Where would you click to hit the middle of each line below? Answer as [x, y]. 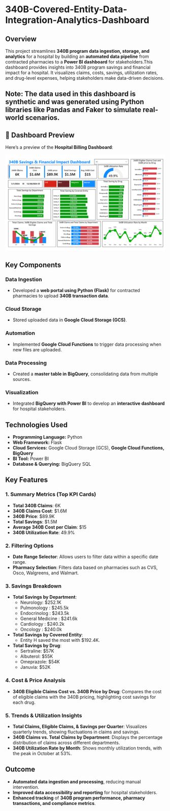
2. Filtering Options [29, 545]
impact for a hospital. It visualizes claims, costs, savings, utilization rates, [82, 73]
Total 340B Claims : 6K [37, 505]
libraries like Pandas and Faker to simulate [73, 110]
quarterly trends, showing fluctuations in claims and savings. [76, 732]
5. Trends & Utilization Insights [44, 716]
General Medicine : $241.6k [49, 619]
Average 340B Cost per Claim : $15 [49, 527]
